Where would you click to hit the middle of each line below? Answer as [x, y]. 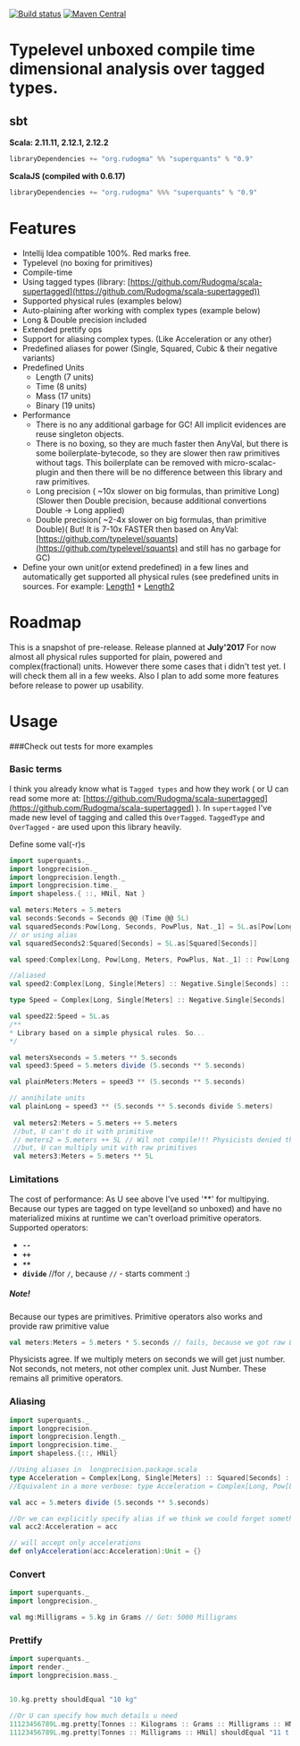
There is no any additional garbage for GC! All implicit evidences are [161, 424]
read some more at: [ [48, 798]
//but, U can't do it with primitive [83, 1131]
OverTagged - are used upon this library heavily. [96, 826]
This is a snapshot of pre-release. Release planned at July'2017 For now [143, 647]
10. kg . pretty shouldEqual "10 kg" [74, 1699]
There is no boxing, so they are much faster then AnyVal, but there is [162, 443]
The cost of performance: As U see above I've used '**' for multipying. [139, 1199]
